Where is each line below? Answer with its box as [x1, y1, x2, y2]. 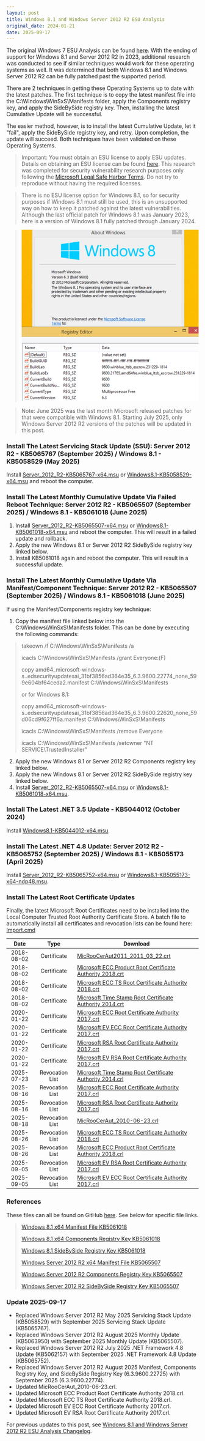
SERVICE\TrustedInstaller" [21, 746, 87, 753]
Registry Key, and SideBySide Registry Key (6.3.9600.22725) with [15, 1370, 181, 1377]
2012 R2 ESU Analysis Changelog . [6, 1427, 92, 1434]
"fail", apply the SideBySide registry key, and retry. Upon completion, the [6, 129, 189, 136]
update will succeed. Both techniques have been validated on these [6, 135, 177, 143]
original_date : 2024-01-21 [6, 23, 75, 29]
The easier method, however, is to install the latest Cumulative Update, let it [6, 122, 196, 130]
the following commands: [15, 630, 79, 637]
